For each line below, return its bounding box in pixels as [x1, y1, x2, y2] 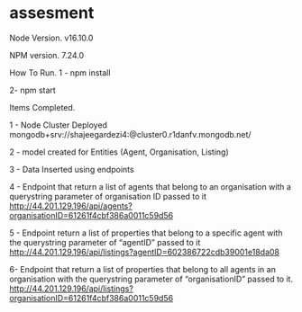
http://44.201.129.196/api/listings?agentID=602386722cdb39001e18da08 [9, 246, 280, 257]
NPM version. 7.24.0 [9, 49, 85, 60]
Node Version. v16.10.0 [9, 32, 94, 43]
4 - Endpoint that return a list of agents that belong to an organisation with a [9, 181, 291, 192]
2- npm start [9, 85, 56, 95]
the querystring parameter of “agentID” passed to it [9, 236, 201, 247]
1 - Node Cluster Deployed [9, 120, 108, 130]
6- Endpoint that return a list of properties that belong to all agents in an [9, 263, 277, 274]
